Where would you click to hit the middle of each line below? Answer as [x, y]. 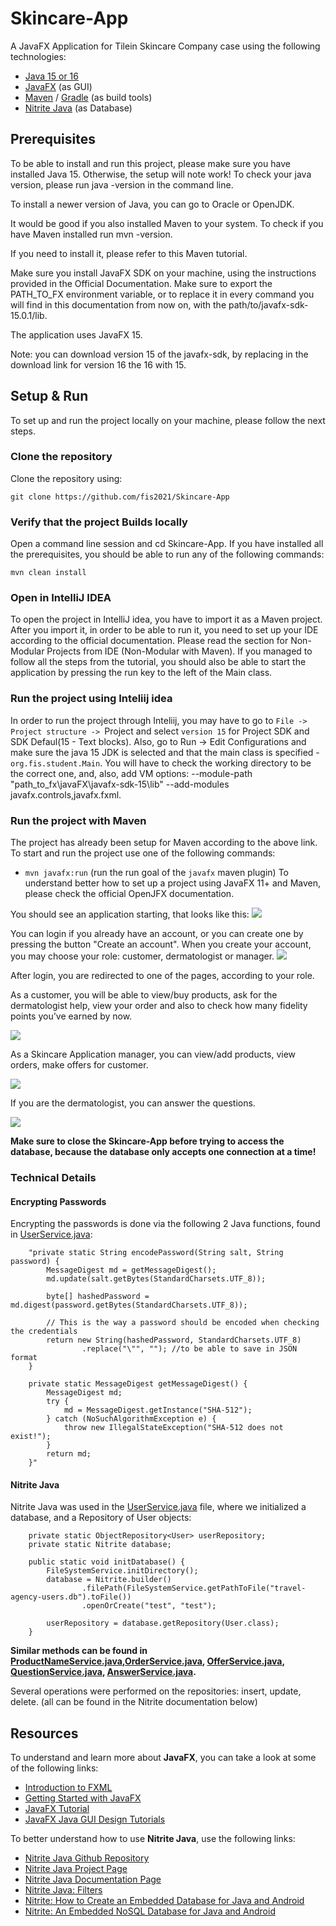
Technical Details [53, 1177]
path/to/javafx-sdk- [268, 304]
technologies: [38, 56]
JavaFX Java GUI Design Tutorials [95, 1819]
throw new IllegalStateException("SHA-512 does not [173, 1428]
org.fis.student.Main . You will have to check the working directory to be [161, 763]
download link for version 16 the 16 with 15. [98, 364]
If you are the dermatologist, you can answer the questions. [133, 1103]
